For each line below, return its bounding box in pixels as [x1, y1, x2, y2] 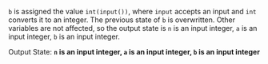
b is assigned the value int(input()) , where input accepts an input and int [8, 7, 258, 16]
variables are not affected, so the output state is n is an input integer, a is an [8, 24, 258, 32]
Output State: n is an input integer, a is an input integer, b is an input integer [8, 47, 260, 56]
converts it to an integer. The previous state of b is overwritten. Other [8, 15, 236, 24]
